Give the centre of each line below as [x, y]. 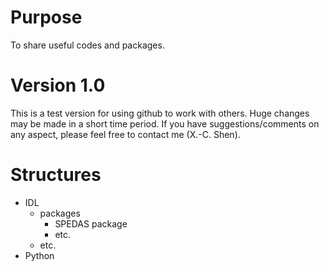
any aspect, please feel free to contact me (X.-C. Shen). [125, 134]
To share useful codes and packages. [87, 45]
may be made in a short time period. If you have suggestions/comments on [165, 123]
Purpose [46, 17]
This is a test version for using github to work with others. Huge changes [160, 113]
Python [39, 255]
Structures [56, 175]
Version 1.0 [58, 85]
